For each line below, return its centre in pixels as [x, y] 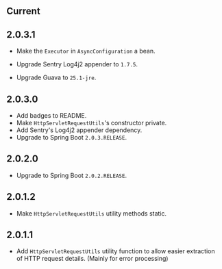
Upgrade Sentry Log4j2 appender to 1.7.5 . [77, 64]
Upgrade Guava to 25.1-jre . [56, 77]
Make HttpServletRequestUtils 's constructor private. [91, 123]
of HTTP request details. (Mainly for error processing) [92, 259]
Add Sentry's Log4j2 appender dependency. [79, 130]
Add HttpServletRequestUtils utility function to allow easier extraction [115, 251]
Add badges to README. [51, 116]
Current [23, 11]
